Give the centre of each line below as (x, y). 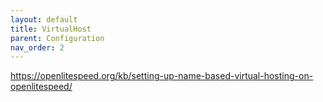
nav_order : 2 (37, 47)
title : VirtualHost (51, 29)
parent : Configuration (57, 38)
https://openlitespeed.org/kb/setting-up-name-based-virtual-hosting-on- (162, 76)
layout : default (44, 19)
